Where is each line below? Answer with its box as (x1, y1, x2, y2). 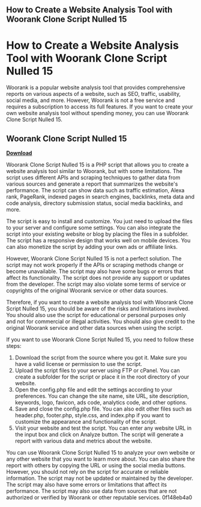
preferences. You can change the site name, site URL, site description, (14, 392, 189, 400)
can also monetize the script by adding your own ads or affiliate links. (6, 244, 178, 251)
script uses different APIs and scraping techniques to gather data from (6, 174, 181, 181)
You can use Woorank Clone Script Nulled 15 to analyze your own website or (6, 449, 196, 456)
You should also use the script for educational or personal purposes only (6, 312, 186, 319)
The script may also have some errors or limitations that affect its (6, 481, 167, 488)
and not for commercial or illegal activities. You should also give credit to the (6, 318, 195, 325)
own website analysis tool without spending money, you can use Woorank (6, 110, 189, 117)
